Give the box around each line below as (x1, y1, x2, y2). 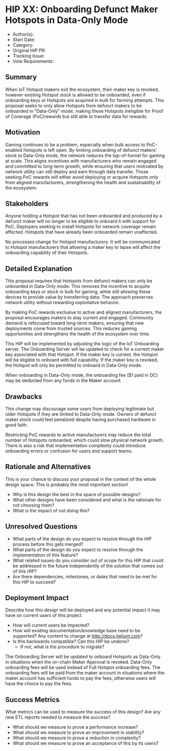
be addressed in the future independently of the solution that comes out (12, 563, 163, 569)
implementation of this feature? (12, 552, 78, 558)
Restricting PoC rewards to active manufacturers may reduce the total (5, 432, 151, 438)
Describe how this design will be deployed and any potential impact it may (5, 607, 160, 613)
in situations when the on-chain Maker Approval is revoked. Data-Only (5, 659, 152, 665)
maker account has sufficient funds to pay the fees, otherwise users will (5, 675, 156, 681)
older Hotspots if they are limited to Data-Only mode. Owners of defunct (5, 411, 156, 417)
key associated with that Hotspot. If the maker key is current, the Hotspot (5, 351, 158, 357)
